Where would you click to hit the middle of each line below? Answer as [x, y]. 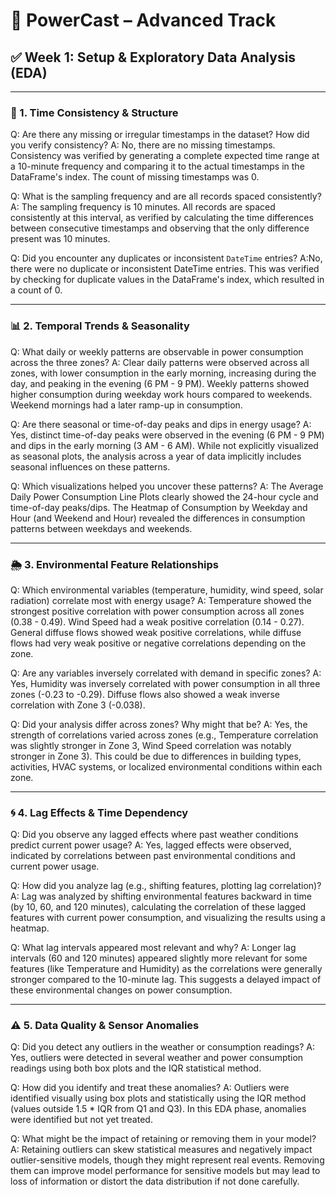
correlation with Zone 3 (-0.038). [78, 705]
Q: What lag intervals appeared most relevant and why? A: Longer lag [153, 948]
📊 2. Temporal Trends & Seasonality [100, 326]
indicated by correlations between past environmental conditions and [153, 856]
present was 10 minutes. [60, 239]
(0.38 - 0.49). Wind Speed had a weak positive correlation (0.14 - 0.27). [157, 621]
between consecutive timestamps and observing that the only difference [160, 228]
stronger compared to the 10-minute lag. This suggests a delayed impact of [166, 980]
